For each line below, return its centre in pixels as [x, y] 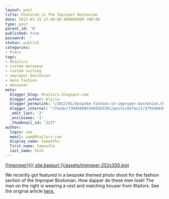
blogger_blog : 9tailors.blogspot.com [49, 94]
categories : [18, 47]
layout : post [19, 10]
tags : [11, 57]
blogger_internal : [29, 109]
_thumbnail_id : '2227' [33, 122]
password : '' [19, 38]
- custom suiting [23, 71]
